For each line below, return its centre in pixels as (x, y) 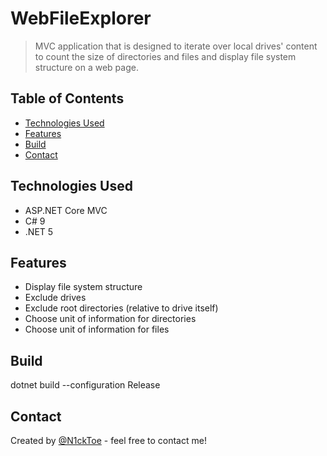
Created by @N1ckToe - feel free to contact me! (108, 440)
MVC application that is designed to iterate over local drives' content (176, 46)
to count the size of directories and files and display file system (165, 56)
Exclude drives (55, 298)
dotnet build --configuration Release (85, 385)
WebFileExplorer (81, 18)
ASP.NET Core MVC (66, 210)
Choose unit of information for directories (110, 319)
